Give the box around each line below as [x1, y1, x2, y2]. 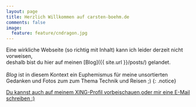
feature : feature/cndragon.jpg [11, 30, 88, 36]
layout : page [6, 8, 38, 15]
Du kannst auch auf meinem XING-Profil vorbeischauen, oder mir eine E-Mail [6, 89, 190, 96]
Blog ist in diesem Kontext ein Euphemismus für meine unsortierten [6, 71, 169, 78]
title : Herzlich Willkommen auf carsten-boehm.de [6, 14, 130, 20]
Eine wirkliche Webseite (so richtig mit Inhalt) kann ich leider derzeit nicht [6, 46, 183, 53]
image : [6, 25, 22, 31]
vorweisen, [6, 53, 33, 60]
